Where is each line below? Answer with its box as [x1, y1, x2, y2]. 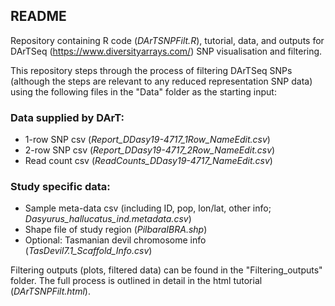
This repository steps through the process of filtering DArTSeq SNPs [10, 64, 293, 76]
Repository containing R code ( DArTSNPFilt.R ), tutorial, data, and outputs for [10, 34, 325, 46]
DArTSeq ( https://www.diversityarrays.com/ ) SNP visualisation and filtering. [10, 45, 323, 57]
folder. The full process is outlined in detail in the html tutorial [10, 275, 263, 287]
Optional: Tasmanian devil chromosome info [24, 234, 207, 246]
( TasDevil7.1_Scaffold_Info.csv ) [24, 245, 153, 257]
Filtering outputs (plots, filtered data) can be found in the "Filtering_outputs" [10, 264, 323, 276]
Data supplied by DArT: [10, 110, 125, 124]
